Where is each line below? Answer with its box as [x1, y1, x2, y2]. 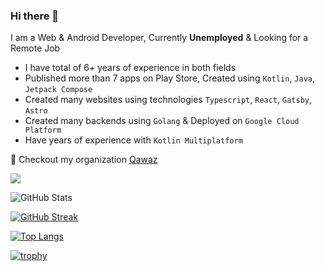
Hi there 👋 [10, 9, 60, 23]
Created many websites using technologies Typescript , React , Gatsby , [24, 94, 312, 106]
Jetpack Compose [24, 85, 93, 95]
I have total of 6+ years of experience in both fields [24, 62, 237, 74]
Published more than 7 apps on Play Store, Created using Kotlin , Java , [24, 72, 316, 84]
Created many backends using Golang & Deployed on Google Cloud [24, 115, 300, 127]
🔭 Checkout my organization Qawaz [10, 154, 158, 166]
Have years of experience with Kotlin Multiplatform [24, 134, 243, 146]
